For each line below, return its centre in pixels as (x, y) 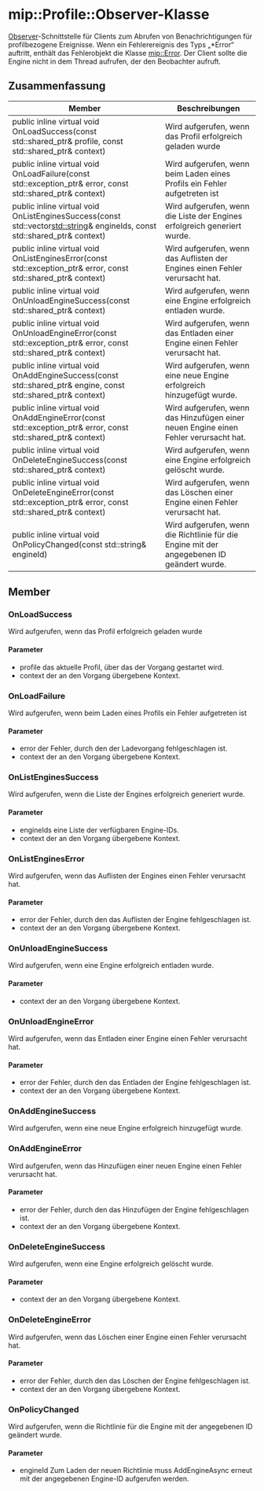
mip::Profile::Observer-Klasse (109, 15)
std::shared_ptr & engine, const (68, 385)
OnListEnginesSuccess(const (66, 216)
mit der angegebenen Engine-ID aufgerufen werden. (104, 1479)
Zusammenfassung (57, 86)
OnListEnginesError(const (60, 258)
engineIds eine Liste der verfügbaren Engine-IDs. (99, 830)
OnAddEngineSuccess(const (66, 375)
